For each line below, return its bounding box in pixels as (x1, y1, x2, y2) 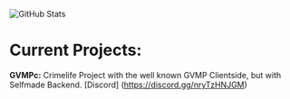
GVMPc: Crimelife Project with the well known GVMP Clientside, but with (9, 69, 282, 80)
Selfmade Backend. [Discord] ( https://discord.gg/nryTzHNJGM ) (9, 79, 247, 90)
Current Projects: (9, 40, 142, 60)
